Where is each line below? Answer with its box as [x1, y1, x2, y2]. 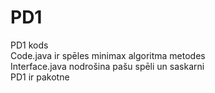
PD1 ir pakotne [10, 71, 70, 83]
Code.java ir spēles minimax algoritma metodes [10, 49, 206, 61]
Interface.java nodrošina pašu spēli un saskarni [10, 60, 205, 72]
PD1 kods [10, 39, 49, 51]
